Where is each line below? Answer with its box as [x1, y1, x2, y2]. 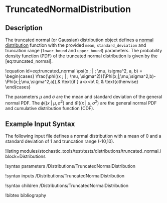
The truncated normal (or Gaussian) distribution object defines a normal [5, 37, 154, 43]
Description [5, 24, 43, 32]
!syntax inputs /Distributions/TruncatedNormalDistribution [5, 173, 125, 179]
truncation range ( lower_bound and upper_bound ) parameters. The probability [5, 48, 162, 53]
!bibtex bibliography [5, 192, 47, 198]
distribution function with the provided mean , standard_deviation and [5, 42, 146, 48]
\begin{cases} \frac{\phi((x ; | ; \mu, [5, 73, 79, 79]
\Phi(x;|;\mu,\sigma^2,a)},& [5, 79, 61, 84]
